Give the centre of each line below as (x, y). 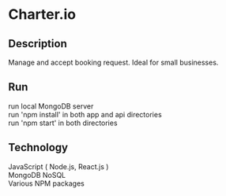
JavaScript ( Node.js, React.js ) (58, 166)
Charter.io (42, 15)
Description (38, 44)
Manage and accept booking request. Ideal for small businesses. (113, 62)
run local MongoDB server (51, 106)
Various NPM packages (46, 183)
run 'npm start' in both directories (63, 123)
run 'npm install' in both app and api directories (85, 114)
